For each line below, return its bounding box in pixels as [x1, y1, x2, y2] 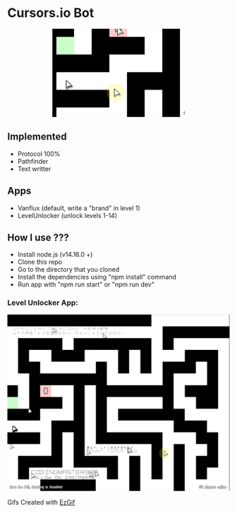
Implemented [7, 131, 67, 143]
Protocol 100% [17, 150, 61, 158]
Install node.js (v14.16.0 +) [17, 251, 93, 259]
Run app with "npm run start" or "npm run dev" [17, 280, 155, 289]
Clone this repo [17, 258, 62, 266]
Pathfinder [17, 157, 49, 165]
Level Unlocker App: [7, 298, 79, 308]
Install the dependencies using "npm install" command [17, 273, 176, 282]
